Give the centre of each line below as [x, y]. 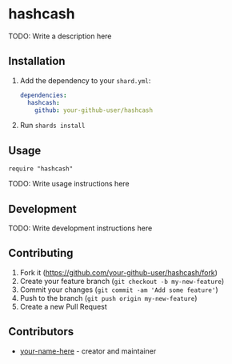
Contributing [41, 253]
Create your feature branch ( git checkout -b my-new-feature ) [122, 281]
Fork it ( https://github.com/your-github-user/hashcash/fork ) [119, 272]
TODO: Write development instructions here [80, 228]
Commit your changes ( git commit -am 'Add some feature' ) [119, 290]
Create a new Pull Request [64, 306]
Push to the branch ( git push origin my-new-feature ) [108, 298]
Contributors [41, 332]
